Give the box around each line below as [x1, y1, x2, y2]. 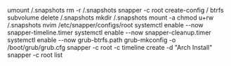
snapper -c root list [7, 51, 63, 59]
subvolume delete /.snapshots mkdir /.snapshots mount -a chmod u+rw [7, 13, 214, 22]
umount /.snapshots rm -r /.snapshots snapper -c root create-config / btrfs [7, 6, 224, 14]
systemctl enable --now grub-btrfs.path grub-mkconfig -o [7, 36, 176, 44]
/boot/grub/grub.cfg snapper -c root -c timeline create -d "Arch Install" [7, 44, 213, 51]
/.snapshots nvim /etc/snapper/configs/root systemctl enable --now [7, 21, 204, 29]
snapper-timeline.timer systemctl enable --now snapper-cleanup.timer [7, 28, 212, 37]
